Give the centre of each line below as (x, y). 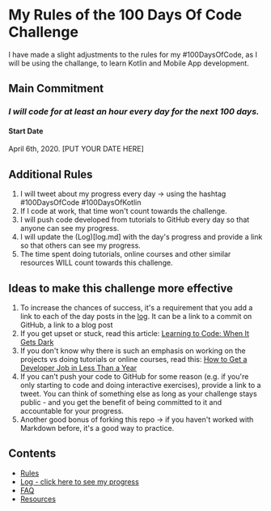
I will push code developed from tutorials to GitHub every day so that (135, 219)
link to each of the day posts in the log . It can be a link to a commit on (136, 317)
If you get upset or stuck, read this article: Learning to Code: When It (134, 334)
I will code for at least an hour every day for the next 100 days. (134, 112)
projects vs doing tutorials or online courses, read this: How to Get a (133, 360)
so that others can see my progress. (80, 245)
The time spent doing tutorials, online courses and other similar (125, 254)
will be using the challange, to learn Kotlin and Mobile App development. (129, 63)
